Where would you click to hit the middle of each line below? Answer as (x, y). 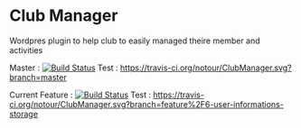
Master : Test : (64, 68)
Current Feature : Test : (80, 95)
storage (24, 114)
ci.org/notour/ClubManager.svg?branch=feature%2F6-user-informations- (147, 104)
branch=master (38, 77)
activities (26, 50)
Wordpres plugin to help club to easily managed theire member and (135, 41)
